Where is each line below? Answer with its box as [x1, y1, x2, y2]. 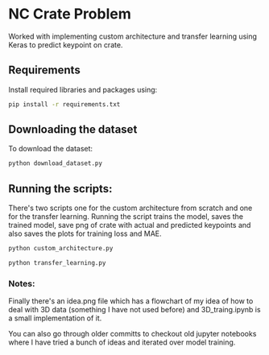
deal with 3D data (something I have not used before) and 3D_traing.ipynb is [8, 305, 261, 315]
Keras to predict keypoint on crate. [8, 39, 123, 49]
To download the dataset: [8, 144, 93, 154]
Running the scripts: [8, 182, 113, 196]
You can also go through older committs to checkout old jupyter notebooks [8, 329, 257, 339]
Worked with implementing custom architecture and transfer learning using [8, 31, 258, 41]
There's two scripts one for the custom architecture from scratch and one [8, 203, 253, 213]
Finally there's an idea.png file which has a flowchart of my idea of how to [8, 296, 254, 306]
